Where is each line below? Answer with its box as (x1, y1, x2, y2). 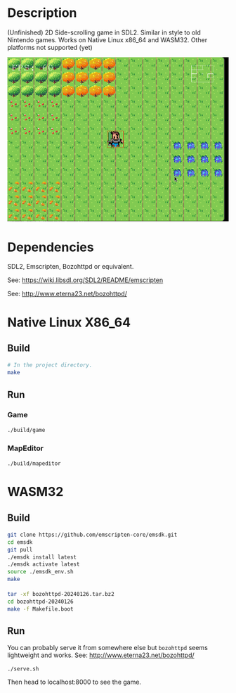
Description (7, 5, 77, 21)
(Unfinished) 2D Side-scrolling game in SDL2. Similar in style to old (7, 28, 202, 37)
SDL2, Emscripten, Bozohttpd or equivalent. (7, 262, 134, 271)
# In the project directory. (7, 362, 93, 369)
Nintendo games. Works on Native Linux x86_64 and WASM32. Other (7, 35, 208, 44)
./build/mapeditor (7, 460, 61, 467)
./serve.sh (7, 666, 39, 673)
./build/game (7, 426, 46, 433)
